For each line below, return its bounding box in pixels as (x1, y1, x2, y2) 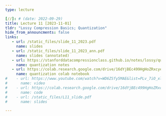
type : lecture (5, 7, 35, 12)
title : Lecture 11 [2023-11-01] (5, 21, 72, 26)
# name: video (5, 81, 45, 86)
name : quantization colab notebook (16, 71, 90, 77)
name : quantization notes (16, 62, 70, 67)
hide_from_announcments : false (5, 30, 70, 35)
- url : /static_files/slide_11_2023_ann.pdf (11, 48, 105, 54)
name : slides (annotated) (16, 53, 70, 58)
